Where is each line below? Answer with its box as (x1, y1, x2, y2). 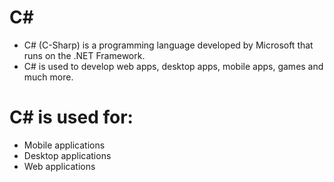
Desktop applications (23, 149, 112, 161)
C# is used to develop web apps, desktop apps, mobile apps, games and (23, 60, 324, 72)
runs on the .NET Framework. (23, 49, 146, 61)
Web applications (23, 160, 96, 172)
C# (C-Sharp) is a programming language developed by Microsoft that (23, 39, 314, 51)
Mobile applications (23, 139, 106, 151)
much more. (23, 71, 74, 83)
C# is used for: (9, 106, 134, 129)
